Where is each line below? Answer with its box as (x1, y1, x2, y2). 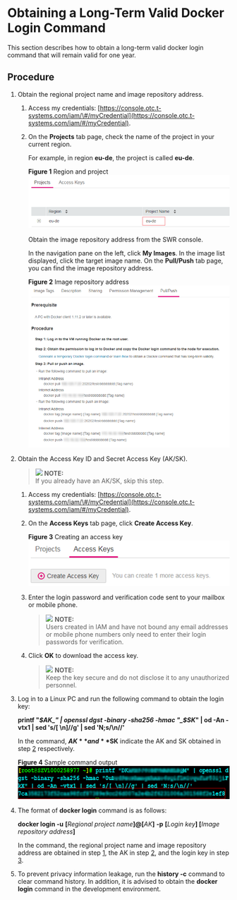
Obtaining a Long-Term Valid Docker (7, 5, 224, 21)
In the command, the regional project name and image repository (17, 841, 207, 850)
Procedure (7, 71, 55, 83)
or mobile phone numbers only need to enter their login (45, 630, 207, 639)
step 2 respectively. (17, 745, 75, 753)
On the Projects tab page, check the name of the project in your (28, 132, 215, 140)
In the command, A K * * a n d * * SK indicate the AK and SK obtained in (17, 737, 221, 745)
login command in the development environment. (17, 884, 161, 894)
